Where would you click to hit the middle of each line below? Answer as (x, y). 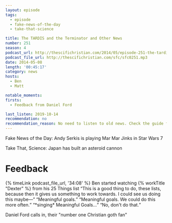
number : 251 (18, 43)
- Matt (17, 86)
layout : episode (23, 10)
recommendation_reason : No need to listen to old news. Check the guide (84, 124)
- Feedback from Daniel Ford (41, 105)
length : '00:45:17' (26, 67)
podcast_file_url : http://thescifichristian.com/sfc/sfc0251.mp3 (76, 57)
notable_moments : (24, 95)
